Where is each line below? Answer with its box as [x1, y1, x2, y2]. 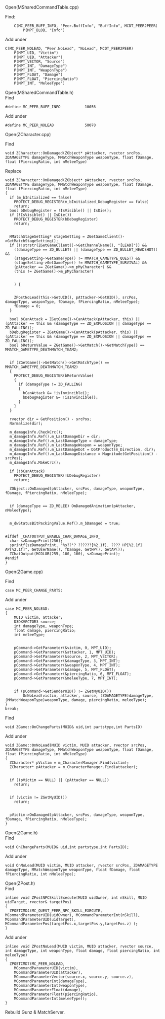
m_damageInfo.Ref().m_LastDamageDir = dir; [9, 434, 100, 439]
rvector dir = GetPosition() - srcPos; [9, 417, 92, 422]
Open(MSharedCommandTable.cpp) [5, 4, 79, 10]
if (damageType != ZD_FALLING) [18, 382, 83, 387]
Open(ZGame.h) [5, 830, 38, 836]
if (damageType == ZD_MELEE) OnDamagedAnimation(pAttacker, [9, 504, 136, 509]
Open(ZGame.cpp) [5, 569, 43, 575]
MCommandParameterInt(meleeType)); [14, 996, 87, 1001]
